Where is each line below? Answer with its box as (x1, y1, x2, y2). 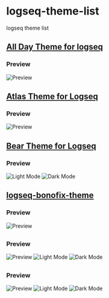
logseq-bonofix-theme (6, 190, 94, 200)
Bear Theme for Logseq (6, 141, 96, 151)
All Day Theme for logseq (6, 42, 104, 52)
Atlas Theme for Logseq (6, 91, 98, 102)
